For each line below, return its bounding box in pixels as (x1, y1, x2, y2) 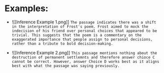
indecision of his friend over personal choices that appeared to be (11, 28, 158, 33)
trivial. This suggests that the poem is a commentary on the (11, 33, 142, 37)
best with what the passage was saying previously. (11, 63, 120, 68)
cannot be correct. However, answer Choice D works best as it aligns (11, 59, 160, 64)
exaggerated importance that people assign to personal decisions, (11, 37, 153, 42)
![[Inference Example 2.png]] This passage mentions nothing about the (11, 50, 158, 55)
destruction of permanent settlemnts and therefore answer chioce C (11, 55, 155, 60)
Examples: (4, 3, 49, 14)
